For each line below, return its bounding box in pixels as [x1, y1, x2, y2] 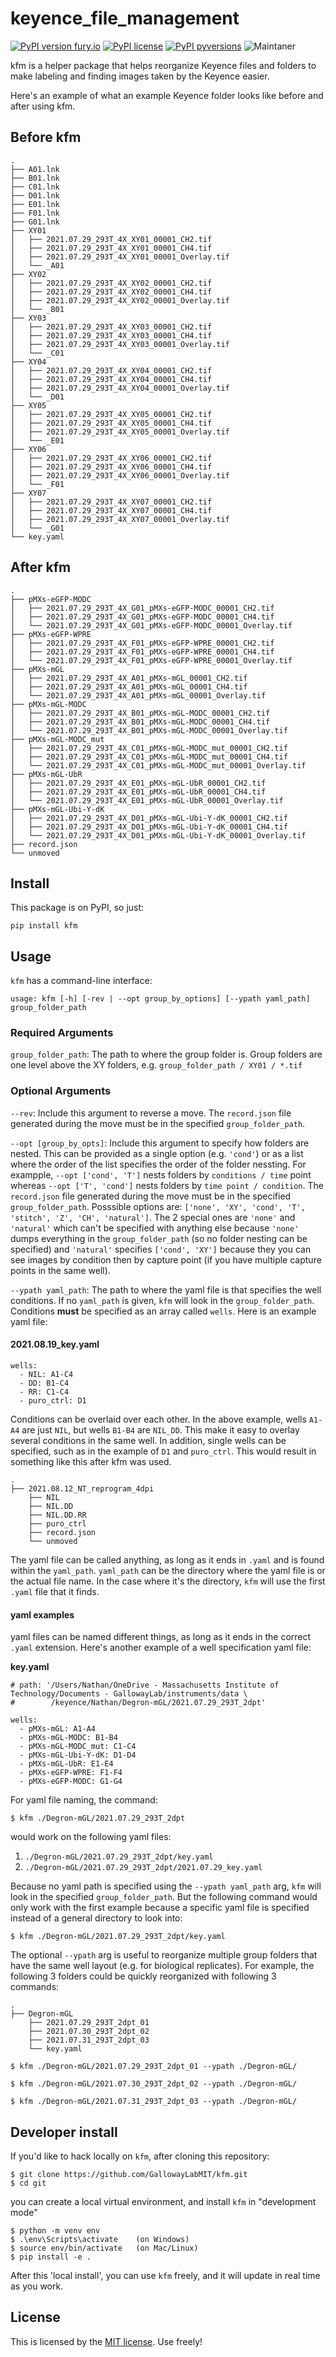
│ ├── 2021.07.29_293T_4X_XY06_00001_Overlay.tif [10, 470, 230, 481]
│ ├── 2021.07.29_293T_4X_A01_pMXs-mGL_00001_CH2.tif [10, 673, 248, 683]
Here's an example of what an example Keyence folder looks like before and [10, 89, 324, 101]
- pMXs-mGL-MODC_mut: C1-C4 [19, 1742, 137, 1752]
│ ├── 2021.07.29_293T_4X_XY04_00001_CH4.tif [10, 374, 213, 384]
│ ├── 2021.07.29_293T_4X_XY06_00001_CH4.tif [10, 462, 213, 472]
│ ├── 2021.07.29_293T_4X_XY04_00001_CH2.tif [10, 365, 213, 376]
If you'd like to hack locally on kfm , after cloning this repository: [10, 2150, 270, 2162]
